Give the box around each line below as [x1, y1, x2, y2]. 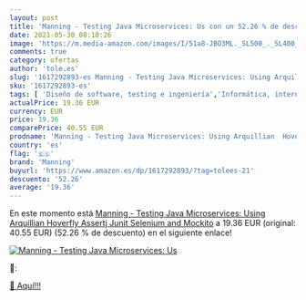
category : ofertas [9, 56, 79, 65]
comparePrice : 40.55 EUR [9, 124, 104, 133]
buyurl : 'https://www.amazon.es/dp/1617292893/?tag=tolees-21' [9, 166, 255, 175]
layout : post [9, 13, 59, 23]
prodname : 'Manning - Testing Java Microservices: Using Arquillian [9, 132, 275, 141]
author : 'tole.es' [9, 65, 79, 74]
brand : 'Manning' [9, 157, 76, 167]
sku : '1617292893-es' [9, 81, 92, 90]
